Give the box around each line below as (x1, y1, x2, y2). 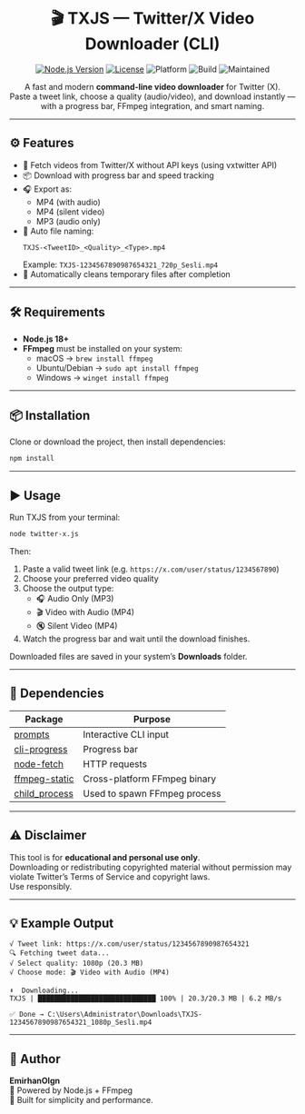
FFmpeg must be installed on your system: (22, 343, 183, 353)
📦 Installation (9, 407, 91, 423)
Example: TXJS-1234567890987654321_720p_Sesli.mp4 (22, 259, 219, 270)
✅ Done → (9, 1010, 44, 1020)
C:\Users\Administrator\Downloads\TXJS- (47, 1010, 202, 1020)
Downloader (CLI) (84, 34, 221, 55)
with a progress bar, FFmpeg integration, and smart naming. (40, 100, 265, 111)
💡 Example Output (9, 915, 114, 930)
